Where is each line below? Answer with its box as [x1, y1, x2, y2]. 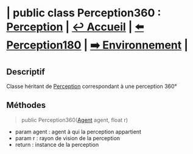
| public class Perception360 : [6, 6, 161, 20]
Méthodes [6, 100, 46, 110]
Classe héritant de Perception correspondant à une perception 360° [6, 82, 177, 90]
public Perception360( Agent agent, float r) [21, 116, 128, 124]
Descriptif [6, 67, 46, 77]
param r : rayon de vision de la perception [15, 134, 121, 142]
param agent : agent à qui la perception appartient [15, 128, 142, 135]
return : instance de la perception [15, 141, 99, 148]
